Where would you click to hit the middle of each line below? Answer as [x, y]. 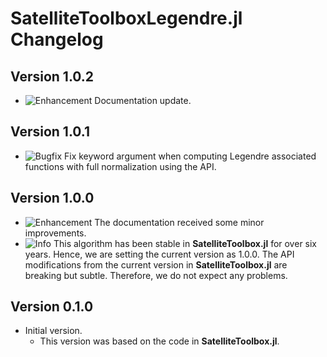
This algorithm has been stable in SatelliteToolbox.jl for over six [185, 243]
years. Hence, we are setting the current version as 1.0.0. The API [159, 254]
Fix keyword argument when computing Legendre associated [190, 156]
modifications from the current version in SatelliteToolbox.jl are [156, 264]
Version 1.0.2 [52, 76]
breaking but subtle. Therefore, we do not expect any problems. [156, 275]
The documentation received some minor [179, 222]
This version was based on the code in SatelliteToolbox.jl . [159, 341]
